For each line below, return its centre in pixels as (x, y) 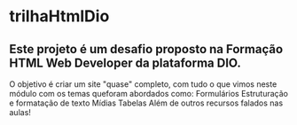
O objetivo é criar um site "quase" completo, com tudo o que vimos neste (143, 84)
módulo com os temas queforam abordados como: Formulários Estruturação (148, 94)
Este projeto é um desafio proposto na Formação (146, 49)
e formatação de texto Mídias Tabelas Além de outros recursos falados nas (146, 103)
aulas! (20, 112)
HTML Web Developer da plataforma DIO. (125, 62)
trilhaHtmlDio (59, 16)
